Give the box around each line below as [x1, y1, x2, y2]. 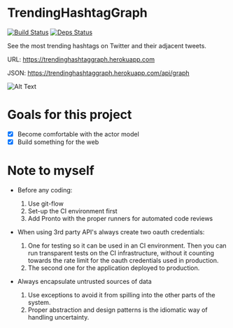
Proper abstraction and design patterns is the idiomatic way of [27, 306, 208, 314]
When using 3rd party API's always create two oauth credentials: [17, 227, 205, 236]
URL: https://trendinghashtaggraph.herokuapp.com [7, 55, 155, 64]
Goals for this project [7, 107, 132, 123]
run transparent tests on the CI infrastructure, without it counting [27, 248, 215, 257]
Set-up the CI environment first [27, 206, 118, 215]
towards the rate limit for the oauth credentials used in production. [27, 256, 219, 264]
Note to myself [7, 163, 94, 179]
